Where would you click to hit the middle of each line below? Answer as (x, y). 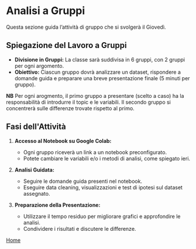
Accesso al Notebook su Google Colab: (63, 141)
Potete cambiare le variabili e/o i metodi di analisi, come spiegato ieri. (107, 158)
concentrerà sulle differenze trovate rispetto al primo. (70, 108)
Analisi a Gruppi (46, 11)
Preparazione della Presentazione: (57, 205)
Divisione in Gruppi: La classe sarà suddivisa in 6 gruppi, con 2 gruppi (100, 59)
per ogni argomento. (39, 66)
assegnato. (37, 193)
